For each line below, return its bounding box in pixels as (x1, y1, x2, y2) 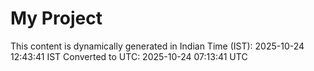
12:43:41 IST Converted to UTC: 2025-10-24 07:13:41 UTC (10, 50, 248, 62)
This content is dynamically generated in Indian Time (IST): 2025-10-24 (10, 40, 305, 52)
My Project (10, 7, 103, 30)
